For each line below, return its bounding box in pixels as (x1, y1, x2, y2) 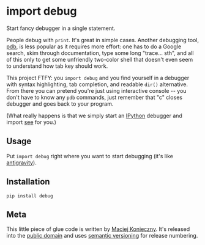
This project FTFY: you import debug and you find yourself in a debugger (6, 74, 190, 81)
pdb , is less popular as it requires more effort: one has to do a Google (6, 43, 182, 50)
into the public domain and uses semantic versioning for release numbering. (6, 232, 198, 240)
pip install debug (6, 192, 53, 199)
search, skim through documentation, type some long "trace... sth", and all (6, 49, 194, 56)
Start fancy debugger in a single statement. (6, 24, 116, 32)
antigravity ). (6, 159, 37, 166)
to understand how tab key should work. (6, 62, 108, 70)
